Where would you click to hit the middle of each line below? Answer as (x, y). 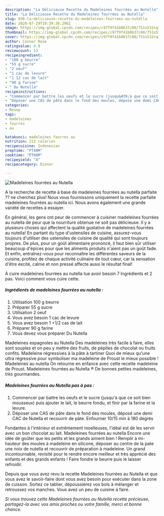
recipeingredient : (24, 55)
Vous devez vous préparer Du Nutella (50, 333)
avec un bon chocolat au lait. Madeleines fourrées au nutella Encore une (78, 433)
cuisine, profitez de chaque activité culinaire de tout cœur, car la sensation (80, 259)
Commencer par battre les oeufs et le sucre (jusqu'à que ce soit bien (81, 398)
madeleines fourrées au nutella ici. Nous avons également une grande (75, 202)
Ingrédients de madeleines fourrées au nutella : (54, 290)
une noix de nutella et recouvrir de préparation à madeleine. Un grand (75, 449)
